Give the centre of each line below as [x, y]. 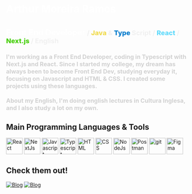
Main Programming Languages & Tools [78, 127]
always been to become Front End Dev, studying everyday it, [92, 71]
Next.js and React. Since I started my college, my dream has [91, 64]
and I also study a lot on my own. [52, 108]
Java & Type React [133, 33]
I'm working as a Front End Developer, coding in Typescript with [96, 57]
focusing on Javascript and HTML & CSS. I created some [86, 79]
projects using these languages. [52, 86]
